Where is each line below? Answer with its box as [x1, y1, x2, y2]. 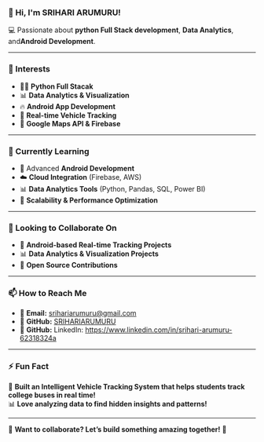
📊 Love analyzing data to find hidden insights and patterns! [8, 399, 207, 408]
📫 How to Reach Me [8, 288, 87, 299]
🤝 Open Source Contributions [19, 261, 118, 270]
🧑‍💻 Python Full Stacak [19, 82, 93, 91]
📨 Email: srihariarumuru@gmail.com [19, 309, 137, 318]
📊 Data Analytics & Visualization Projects [19, 249, 159, 258]
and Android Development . [8, 37, 96, 46]
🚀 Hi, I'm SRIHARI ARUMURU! [8, 7, 122, 18]
